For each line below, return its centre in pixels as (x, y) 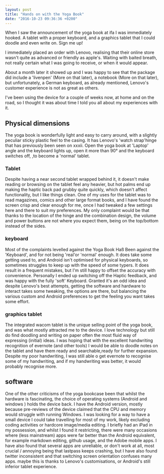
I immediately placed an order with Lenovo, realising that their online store (80, 52)
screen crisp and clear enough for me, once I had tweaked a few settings (79, 205)
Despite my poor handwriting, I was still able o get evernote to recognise (78, 356)
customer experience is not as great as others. (52, 88)
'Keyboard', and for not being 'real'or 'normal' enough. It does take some (79, 255)
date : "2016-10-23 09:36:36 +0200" (41, 19)
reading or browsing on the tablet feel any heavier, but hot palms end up (78, 185)
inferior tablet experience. (31, 466)
